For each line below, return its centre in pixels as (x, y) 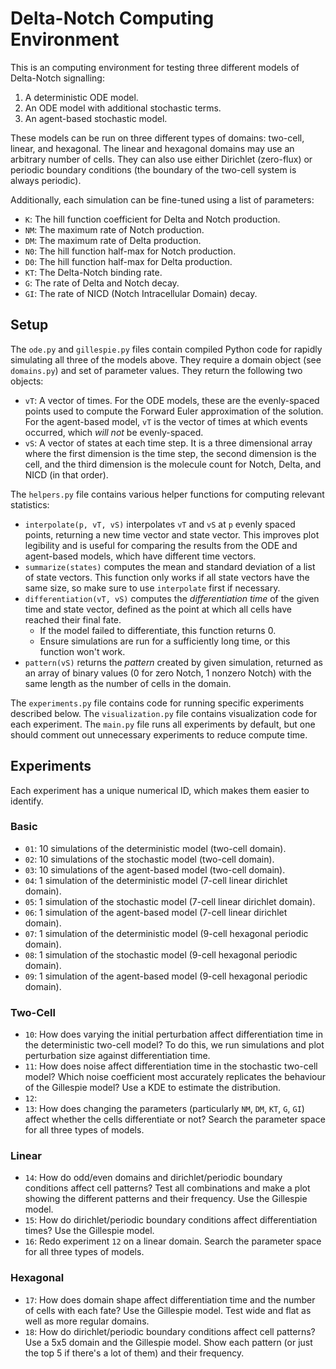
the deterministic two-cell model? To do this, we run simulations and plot (174, 1045)
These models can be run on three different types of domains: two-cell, (157, 138)
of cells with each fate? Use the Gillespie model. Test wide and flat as (168, 1310)
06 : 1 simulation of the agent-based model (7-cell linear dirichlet (156, 912)
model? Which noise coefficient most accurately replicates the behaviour (175, 1077)
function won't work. (82, 651)
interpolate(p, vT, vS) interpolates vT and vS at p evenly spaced (160, 524)
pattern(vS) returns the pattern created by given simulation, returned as (173, 662)
